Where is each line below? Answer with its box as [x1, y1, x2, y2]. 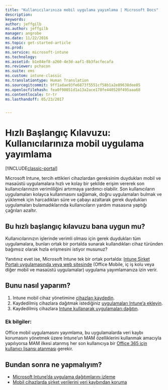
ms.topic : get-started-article [5, 40, 71, 45]
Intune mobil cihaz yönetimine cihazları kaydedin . [12, 295, 115, 301]
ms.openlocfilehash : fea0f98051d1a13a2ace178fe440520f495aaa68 [5, 87, 141, 92]
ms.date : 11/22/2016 [5, 36, 49, 41]
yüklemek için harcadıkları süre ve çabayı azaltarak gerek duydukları [5, 197, 147, 203]
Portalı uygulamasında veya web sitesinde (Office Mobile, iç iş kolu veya [5, 261, 154, 267]
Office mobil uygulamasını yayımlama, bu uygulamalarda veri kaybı [5, 329, 143, 336]
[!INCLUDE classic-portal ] [5, 165, 58, 172]
